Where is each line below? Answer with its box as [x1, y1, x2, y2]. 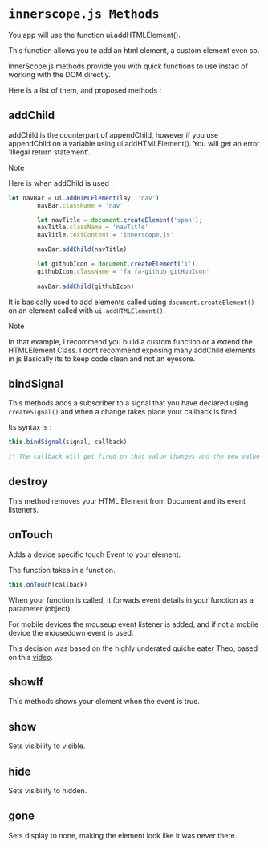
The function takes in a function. [8, 565, 116, 574]
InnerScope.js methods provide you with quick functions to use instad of [8, 61, 249, 71]
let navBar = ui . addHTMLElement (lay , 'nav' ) [8, 194, 160, 202]
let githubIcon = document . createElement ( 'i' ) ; [37, 260, 199, 268]
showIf [8, 675, 44, 689]
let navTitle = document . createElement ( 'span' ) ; [37, 216, 203, 224]
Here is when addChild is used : [8, 178, 114, 187]
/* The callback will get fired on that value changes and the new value [8, 453, 261, 461]
